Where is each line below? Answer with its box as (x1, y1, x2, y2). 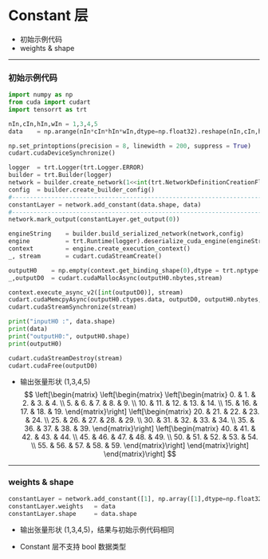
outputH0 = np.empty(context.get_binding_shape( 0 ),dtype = (8, 266, 219, 274)
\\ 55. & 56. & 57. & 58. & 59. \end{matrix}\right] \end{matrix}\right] (30, 441, 250, 451)
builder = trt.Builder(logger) (8, 171, 112, 179)
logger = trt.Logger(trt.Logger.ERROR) (8, 163, 145, 171)
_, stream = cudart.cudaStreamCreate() (8, 252, 162, 260)
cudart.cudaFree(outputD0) (8, 361, 98, 370)
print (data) (8, 325, 48, 333)
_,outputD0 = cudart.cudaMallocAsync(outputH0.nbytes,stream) (8, 274, 223, 282)
